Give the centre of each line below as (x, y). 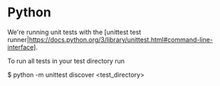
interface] (22, 47)
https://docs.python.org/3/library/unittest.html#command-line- (121, 39)
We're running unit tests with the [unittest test (74, 32)
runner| (19, 39)
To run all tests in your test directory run (66, 60)
